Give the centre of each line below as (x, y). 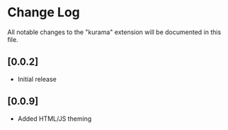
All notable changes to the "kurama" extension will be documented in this (114, 32)
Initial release (37, 79)
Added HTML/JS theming (55, 119)
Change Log (44, 12)
